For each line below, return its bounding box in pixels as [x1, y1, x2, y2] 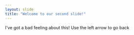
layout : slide [5, 7, 34, 12]
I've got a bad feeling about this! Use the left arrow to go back [5, 24, 130, 30]
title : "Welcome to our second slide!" [5, 12, 86, 16]
